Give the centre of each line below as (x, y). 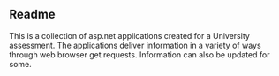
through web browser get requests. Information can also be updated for (139, 54)
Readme (32, 15)
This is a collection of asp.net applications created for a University (129, 35)
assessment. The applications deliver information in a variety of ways (136, 45)
